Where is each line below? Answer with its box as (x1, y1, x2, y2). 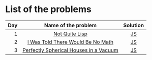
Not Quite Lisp (53, 30, 88, 37)
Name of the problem (44, 22, 97, 29)
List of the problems (5, 4, 92, 15)
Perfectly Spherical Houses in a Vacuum (22, 46, 118, 53)
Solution (123, 22, 144, 29)
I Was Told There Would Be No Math (27, 38, 114, 45)
